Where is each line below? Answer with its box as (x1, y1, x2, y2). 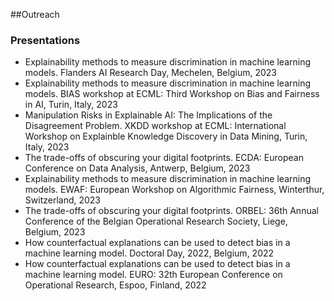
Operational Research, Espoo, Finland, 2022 (24, 279, 207, 291)
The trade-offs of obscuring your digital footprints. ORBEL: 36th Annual (24, 205, 319, 217)
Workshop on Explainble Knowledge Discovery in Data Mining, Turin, (24, 130, 308, 143)
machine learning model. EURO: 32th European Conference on (24, 269, 283, 281)
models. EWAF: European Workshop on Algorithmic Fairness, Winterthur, (24, 184, 325, 196)
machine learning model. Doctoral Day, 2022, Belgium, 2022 (24, 247, 275, 259)
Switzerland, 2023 (24, 194, 102, 206)
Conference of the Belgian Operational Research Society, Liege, (24, 215, 288, 228)
